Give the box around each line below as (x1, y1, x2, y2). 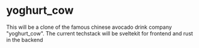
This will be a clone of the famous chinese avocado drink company (6, 23, 173, 31)
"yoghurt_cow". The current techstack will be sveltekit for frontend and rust (6, 29, 194, 37)
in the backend (6, 36, 43, 43)
